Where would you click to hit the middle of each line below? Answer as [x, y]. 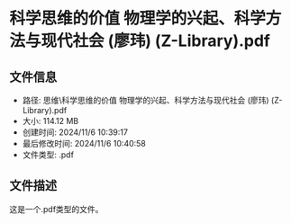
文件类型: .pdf [48, 155]
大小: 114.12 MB [50, 121]
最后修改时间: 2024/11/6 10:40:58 [84, 143]
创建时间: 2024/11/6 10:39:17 [75, 132]
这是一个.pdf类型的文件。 [56, 209]
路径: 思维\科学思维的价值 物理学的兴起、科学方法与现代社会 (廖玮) [145, 100]
